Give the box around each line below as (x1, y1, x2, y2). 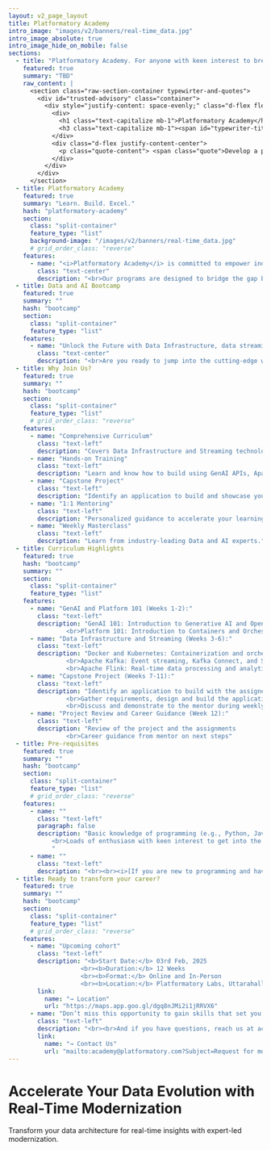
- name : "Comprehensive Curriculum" (29, 432, 153, 440)
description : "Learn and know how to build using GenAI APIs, (37, 470, 251, 478)
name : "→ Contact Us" (44, 1039, 117, 1048)
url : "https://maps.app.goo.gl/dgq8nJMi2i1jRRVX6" (44, 1002, 219, 1010)
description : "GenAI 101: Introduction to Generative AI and (37, 619, 248, 628)
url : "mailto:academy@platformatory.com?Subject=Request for (44, 1047, 254, 1056)
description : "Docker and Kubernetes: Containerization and (37, 650, 244, 658)
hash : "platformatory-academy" (23, 207, 128, 215)
